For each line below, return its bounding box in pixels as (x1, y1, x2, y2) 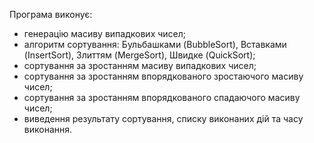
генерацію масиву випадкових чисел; (23, 28, 187, 39)
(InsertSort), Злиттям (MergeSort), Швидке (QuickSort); (23, 49, 256, 61)
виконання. (23, 124, 73, 135)
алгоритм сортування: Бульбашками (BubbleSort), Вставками (23, 39, 287, 50)
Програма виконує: (9, 9, 93, 20)
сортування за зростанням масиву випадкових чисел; (23, 60, 257, 71)
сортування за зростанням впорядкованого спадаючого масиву (23, 92, 301, 103)
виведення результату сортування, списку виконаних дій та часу (23, 113, 304, 124)
